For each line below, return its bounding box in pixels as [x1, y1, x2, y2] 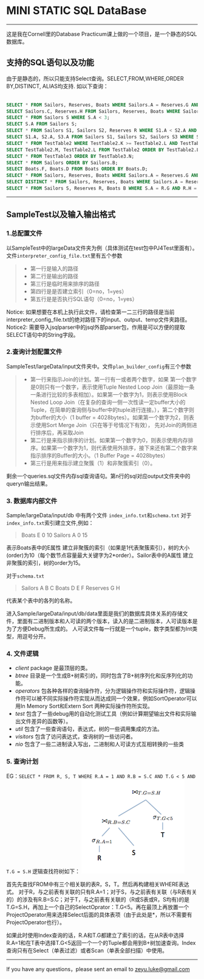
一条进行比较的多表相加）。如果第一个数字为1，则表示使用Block [30, 391, 188, 398]
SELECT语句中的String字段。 [6, 331, 79, 338]
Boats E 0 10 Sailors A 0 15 [21, 531, 88, 539]
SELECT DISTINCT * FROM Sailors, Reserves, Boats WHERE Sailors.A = [6, 179, 183, 185]
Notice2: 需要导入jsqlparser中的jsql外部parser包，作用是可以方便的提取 [6, 323, 185, 331]
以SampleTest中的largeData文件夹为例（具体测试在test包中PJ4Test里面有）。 [6, 244, 199, 252]
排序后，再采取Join [35, 429, 84, 436]
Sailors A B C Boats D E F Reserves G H [21, 584, 120, 592]
